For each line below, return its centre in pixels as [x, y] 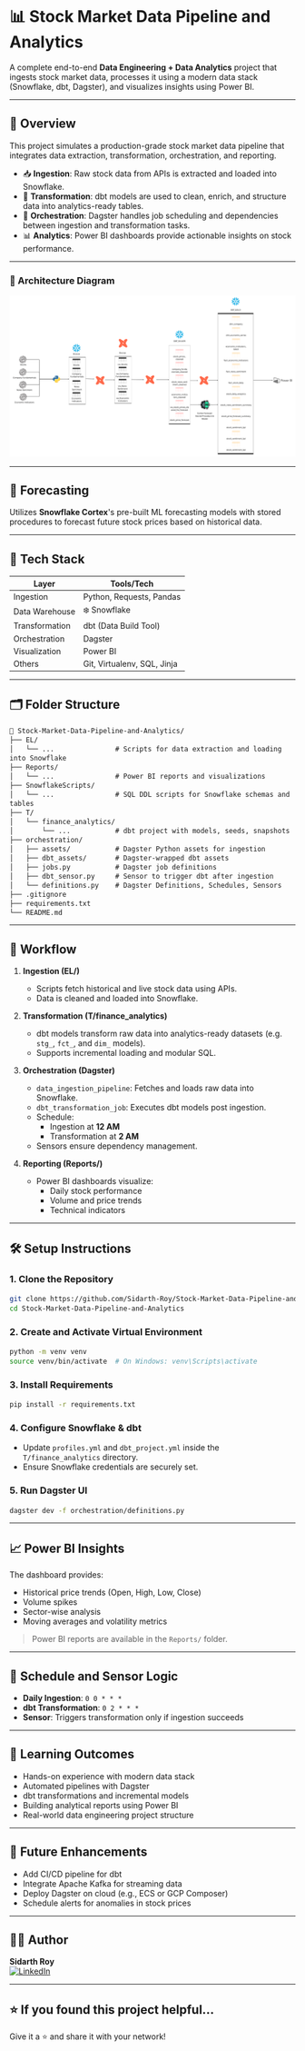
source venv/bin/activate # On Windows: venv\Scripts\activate [133, 1361]
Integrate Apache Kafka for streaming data [103, 1883]
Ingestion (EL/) [51, 971]
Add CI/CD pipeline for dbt [72, 1874]
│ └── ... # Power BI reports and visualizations [138, 777]
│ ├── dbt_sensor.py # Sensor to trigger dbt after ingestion [142, 877]
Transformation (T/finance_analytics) [95, 1016]
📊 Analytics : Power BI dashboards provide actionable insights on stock [157, 235]
